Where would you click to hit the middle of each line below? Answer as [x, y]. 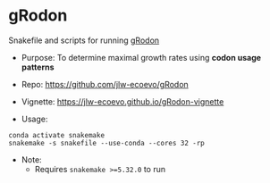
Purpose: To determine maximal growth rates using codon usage [141, 57]
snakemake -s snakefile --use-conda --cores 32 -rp [106, 143]
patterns [38, 67]
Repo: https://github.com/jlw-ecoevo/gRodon [105, 84]
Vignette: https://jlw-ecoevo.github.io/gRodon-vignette [122, 101]
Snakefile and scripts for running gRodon [84, 40]
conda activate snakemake [56, 135]
